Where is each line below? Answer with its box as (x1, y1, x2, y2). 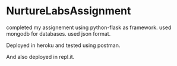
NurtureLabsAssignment (6, 4, 131, 18)
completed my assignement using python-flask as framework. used (6, 24, 172, 31)
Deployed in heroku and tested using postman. (6, 42, 121, 49)
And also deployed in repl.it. (6, 53, 75, 60)
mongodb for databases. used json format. (6, 30, 111, 37)
